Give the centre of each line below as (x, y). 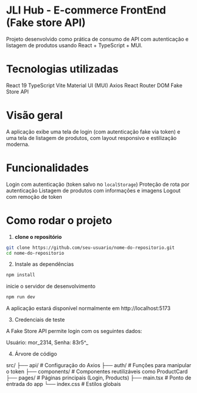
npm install (21, 275)
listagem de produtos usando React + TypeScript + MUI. (74, 45)
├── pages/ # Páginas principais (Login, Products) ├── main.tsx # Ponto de (99, 378)
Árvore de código (36, 354)
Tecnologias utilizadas (62, 69)
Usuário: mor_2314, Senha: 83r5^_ (47, 342)
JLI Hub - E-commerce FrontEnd (86, 10)
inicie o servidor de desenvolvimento (51, 287)
